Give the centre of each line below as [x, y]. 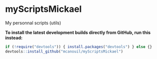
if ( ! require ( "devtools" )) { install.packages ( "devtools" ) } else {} [79, 47]
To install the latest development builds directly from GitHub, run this [78, 32]
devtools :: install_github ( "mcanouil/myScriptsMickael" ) [64, 51]
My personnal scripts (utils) [33, 23]
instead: [14, 38]
